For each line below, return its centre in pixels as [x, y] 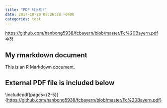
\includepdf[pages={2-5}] [32, 95]
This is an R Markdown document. [40, 67]
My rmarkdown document [46, 55]
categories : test [23, 19]
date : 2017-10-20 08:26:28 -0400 [40, 14]
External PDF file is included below [60, 83]
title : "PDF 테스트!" [26, 10]
